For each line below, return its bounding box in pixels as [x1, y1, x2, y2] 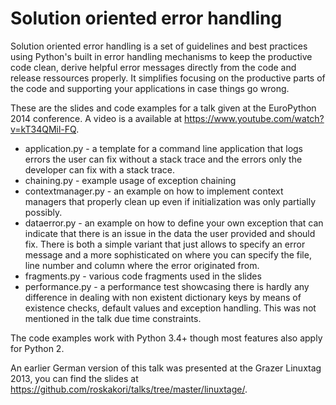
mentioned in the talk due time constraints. [24, 312, 202, 324]
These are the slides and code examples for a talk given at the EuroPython [10, 102, 317, 114]
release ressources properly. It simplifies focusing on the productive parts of [10, 72, 326, 84]
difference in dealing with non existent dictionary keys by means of [24, 291, 302, 303]
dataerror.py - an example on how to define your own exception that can [24, 217, 324, 229]
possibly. [24, 206, 63, 218]
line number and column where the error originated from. [24, 259, 260, 271]
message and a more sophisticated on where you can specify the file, [24, 248, 312, 261]
